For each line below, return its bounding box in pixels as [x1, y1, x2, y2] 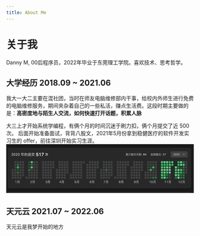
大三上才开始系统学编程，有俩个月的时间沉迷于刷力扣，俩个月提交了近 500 [6, 122, 189, 129]
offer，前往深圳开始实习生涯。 [23, 137, 98, 144]
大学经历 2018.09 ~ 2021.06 [6, 77, 111, 88]
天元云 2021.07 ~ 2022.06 [6, 206, 104, 216]
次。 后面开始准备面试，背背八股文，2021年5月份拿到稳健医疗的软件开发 [6, 130, 185, 137]
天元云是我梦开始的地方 [6, 223, 64, 231]
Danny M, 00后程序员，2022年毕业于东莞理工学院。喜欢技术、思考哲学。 [6, 58, 186, 66]
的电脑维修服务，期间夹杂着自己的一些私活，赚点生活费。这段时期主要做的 [6, 102, 189, 110]
